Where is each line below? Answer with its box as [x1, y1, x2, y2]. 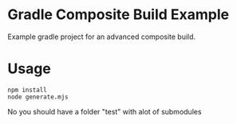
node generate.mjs [7, 93, 69, 101]
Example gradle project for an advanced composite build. [7, 32, 196, 41]
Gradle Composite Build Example [7, 6, 229, 24]
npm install [7, 86, 47, 94]
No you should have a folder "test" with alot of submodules [7, 107, 202, 116]
